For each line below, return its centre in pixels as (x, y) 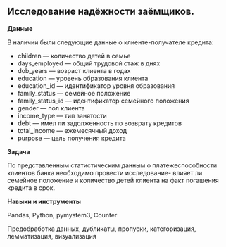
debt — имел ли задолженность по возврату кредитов (99, 123)
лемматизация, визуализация (52, 236)
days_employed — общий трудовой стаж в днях (89, 63)
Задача (19, 151)
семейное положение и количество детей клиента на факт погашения (113, 180)
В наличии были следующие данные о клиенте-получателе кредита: (111, 42)
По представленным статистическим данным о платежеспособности (112, 165)
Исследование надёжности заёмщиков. (101, 12)
